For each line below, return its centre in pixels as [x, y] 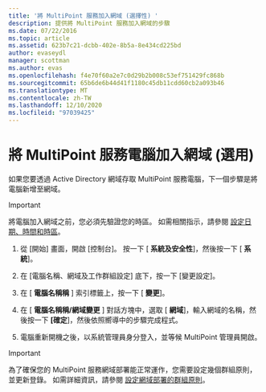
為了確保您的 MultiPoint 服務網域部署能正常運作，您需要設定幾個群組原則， [133, 370]
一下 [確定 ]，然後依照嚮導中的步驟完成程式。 [108, 320]
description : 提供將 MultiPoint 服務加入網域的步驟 [89, 23]
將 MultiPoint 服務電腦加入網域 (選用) [131, 155]
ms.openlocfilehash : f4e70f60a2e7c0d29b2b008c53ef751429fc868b [117, 76]
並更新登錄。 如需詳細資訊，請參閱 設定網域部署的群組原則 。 [109, 379]
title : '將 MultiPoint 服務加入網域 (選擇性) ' [83, 16]
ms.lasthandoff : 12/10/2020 [55, 105]
